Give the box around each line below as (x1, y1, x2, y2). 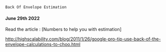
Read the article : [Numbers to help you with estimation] (5, 26, 122, 32)
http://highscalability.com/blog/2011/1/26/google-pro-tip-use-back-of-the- (5, 36, 161, 42)
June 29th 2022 (5, 15, 40, 21)
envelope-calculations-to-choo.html (5, 41, 81, 47)
